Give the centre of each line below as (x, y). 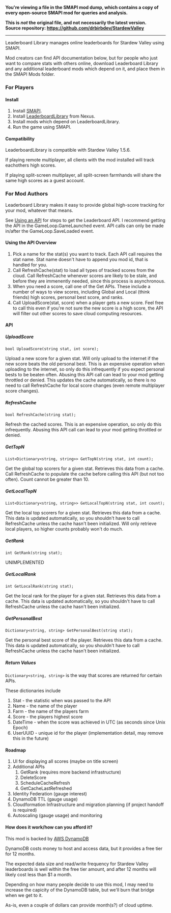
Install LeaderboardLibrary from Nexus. (54, 116)
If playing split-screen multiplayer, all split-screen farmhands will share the (83, 175)
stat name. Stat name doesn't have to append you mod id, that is (80, 259)
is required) (25, 810)
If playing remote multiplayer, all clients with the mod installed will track (80, 160)
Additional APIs (28, 767)
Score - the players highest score (48, 717)
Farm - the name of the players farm (51, 711)
